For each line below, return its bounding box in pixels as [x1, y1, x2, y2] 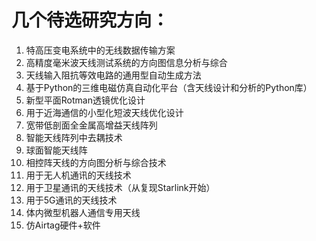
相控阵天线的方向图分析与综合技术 [25, 156, 167, 168]
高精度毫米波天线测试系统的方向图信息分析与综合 [25, 56, 228, 68]
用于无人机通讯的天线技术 [25, 169, 132, 181]
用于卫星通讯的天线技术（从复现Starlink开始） [25, 181, 216, 193]
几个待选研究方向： [11, 9, 170, 32]
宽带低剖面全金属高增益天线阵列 [25, 119, 158, 131]
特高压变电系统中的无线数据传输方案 [25, 44, 176, 56]
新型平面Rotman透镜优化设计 [25, 94, 146, 106]
